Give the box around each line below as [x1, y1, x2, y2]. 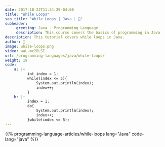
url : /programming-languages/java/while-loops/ [5, 53, 105, 58]
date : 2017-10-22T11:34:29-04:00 [5, 7, 74, 12]
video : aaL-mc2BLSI [5, 48, 45, 53]
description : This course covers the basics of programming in [16, 30, 149, 35]
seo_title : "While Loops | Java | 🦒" [5, 16, 83, 21]
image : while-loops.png [5, 44, 54, 49]
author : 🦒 [5, 39, 26, 44]
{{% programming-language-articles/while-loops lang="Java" [5, 131, 131, 137]
